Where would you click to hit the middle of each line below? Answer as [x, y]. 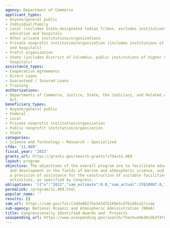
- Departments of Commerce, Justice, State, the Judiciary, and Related [83, 95]
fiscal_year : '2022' [27, 152]
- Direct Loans [21, 76]
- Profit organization [29, 52]
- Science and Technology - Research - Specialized [61, 142]
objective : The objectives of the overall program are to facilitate [80, 166]
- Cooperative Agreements [32, 72]
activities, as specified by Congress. [52, 180]
